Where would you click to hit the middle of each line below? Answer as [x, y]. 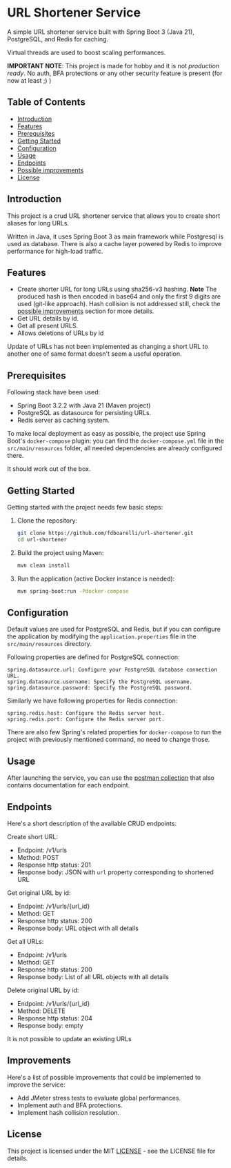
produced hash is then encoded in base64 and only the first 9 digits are [119, 296]
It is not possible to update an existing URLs [70, 1038]
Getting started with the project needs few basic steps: [85, 507]
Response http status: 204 [55, 1018]
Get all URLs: [26, 941]
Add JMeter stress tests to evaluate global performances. [99, 1098]
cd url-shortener [42, 539]
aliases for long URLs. [38, 223]
